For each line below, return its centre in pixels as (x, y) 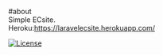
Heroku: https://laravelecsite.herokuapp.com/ (82, 28)
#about (20, 11)
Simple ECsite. (32, 20)
